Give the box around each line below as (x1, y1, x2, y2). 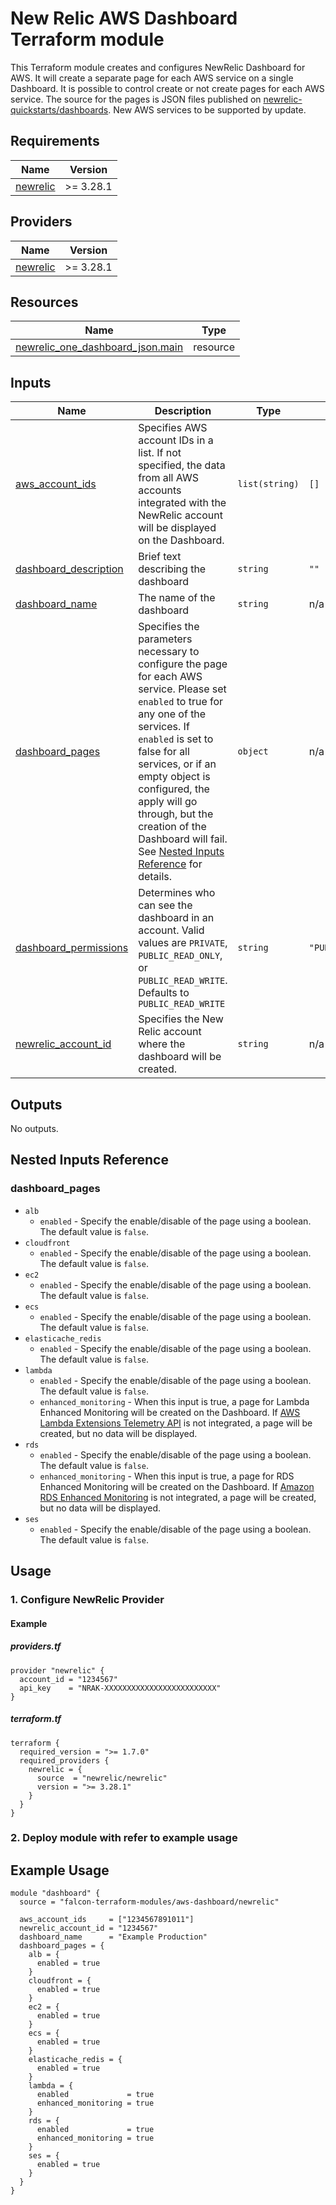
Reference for (138, 857, 203, 871)
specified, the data (138, 458, 226, 472)
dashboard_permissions (15, 941, 129, 955)
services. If (138, 720, 190, 734)
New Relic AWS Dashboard (10, 7, 238, 30)
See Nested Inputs (138, 845, 225, 859)
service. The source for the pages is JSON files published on (10, 93, 262, 105)
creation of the (138, 820, 207, 834)
